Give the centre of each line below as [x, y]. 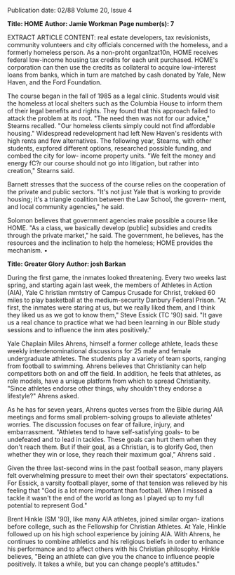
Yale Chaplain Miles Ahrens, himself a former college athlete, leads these [113, 343]
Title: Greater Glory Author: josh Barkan [67, 264]
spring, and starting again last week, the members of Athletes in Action [110, 285]
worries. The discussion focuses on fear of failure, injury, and [96, 424]
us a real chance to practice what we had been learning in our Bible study [114, 322]
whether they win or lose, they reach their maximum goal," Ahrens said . [111, 454]
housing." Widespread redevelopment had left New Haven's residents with [115, 133]
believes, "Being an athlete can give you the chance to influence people [111, 556]
